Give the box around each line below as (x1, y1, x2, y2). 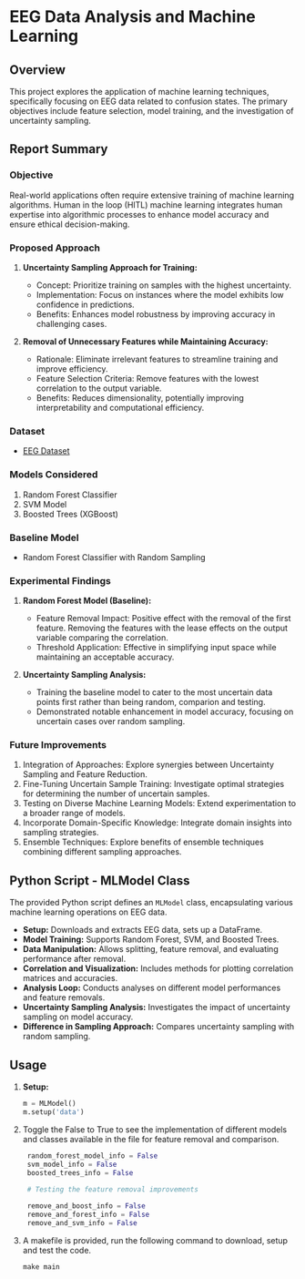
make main (22, 1262, 61, 1272)
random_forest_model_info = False (26, 1151, 158, 1161)
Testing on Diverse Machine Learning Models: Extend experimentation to (22, 798, 297, 809)
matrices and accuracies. (22, 973, 118, 984)
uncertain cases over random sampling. (36, 716, 186, 727)
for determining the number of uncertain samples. (22, 788, 210, 799)
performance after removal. (22, 954, 127, 965)
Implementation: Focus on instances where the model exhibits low (36, 289, 284, 300)
